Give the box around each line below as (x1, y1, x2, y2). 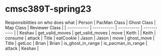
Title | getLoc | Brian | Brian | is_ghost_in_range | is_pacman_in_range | (5, 40, 147, 46)
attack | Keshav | (5, 45, 39, 51)
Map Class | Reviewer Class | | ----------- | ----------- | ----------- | (5, 24, 142, 30)
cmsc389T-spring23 (5, 3, 92, 15)
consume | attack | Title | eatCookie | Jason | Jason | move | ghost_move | (5, 35, 155, 41)
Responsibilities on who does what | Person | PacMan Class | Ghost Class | (5, 19, 156, 25)
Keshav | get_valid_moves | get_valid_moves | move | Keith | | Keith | (19, 30, 156, 36)
